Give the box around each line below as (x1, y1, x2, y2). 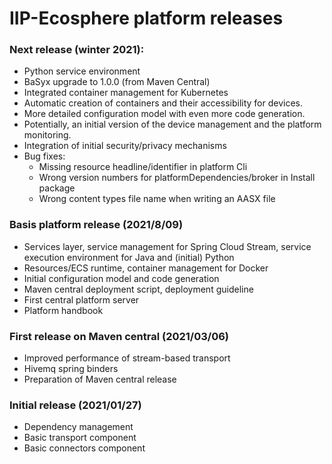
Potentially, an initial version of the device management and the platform (23, 118, 322, 131)
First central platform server (23, 293, 140, 306)
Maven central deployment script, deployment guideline (23, 283, 254, 295)
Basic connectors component (23, 442, 146, 454)
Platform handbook (23, 304, 104, 316)
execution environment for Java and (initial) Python (23, 251, 235, 263)
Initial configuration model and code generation (23, 272, 220, 284)
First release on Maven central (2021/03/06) (9, 329, 229, 343)
